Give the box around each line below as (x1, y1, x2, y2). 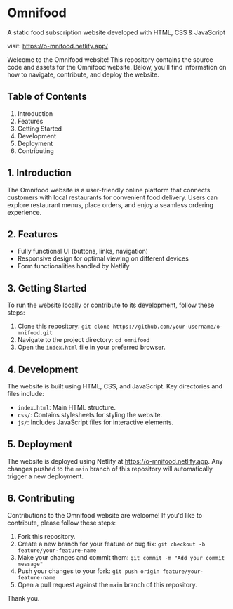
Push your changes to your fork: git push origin (17, 567, 160, 575)
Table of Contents (7, 91, 88, 103)
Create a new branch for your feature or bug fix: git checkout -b (17, 539, 206, 548)
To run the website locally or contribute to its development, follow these (7, 301, 215, 310)
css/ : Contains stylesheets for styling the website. (17, 411, 163, 419)
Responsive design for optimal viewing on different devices (17, 254, 189, 263)
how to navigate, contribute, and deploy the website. (7, 70, 159, 79)
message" (17, 561, 44, 568)
